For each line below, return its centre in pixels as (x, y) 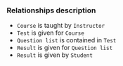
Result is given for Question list (65, 48)
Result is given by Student (54, 55)
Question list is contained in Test (66, 40)
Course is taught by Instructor (61, 26)
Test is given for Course (51, 33)
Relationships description (51, 10)
